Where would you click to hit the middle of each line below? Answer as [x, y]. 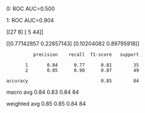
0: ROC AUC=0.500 [31, 9]
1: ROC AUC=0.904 [30, 20]
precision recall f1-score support [86, 55]
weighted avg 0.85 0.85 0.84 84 [46, 104]
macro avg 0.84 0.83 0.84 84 [43, 92]
